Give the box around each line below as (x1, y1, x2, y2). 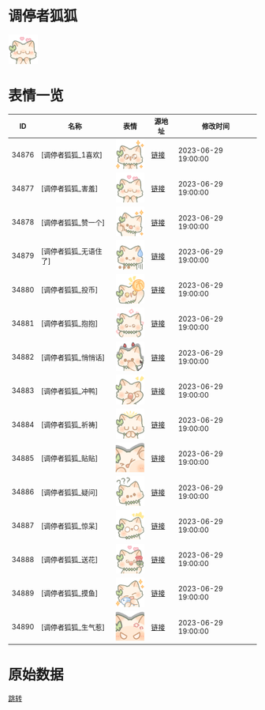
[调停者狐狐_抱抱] (40, 319, 99, 328)
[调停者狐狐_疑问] (40, 487, 99, 497)
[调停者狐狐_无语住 (40, 246, 103, 255)
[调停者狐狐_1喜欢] (40, 150, 103, 160)
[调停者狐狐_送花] (40, 555, 99, 565)
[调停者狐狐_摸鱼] (40, 588, 99, 598)
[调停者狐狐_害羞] (40, 183, 99, 194)
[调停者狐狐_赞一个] (40, 217, 105, 227)
